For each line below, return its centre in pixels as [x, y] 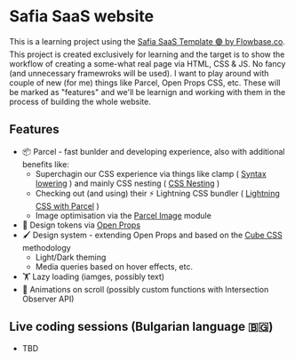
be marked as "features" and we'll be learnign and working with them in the [147, 92]
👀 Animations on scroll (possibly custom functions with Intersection [145, 289]
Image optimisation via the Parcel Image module [123, 215]
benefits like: [45, 164]
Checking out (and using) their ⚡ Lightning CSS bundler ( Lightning [157, 193]
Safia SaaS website [81, 16]
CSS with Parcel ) [67, 205]
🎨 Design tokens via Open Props [81, 225]
